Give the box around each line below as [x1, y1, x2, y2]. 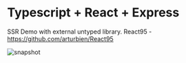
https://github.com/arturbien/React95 [7, 34, 114, 42]
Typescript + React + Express [7, 5, 180, 21]
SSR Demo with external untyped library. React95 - [7, 27, 152, 36]
